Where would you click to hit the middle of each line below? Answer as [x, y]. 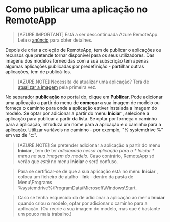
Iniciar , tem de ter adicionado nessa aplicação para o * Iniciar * [86, 150]
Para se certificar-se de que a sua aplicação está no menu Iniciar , [88, 171]
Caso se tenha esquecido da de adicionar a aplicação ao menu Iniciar [91, 197]
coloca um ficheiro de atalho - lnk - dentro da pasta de [76, 177]
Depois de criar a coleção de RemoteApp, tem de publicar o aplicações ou [83, 50]
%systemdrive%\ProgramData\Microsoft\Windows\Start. [77, 188]
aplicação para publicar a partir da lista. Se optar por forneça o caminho [81, 118]
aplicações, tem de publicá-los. [38, 72]
